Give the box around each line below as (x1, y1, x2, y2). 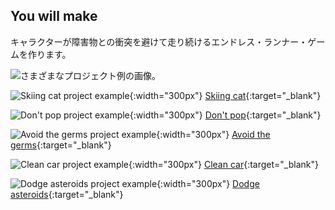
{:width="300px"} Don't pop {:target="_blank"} (129, 109, 322, 121)
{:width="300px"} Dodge (156, 177, 260, 189)
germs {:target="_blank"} (10, 139, 112, 151)
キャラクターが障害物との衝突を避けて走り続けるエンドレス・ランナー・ (10, 35, 308, 48)
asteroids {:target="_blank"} (10, 188, 124, 200)
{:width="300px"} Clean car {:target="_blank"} (128, 158, 319, 170)
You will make (10, 8, 98, 25)
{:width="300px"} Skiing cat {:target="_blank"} (129, 89, 322, 101)
